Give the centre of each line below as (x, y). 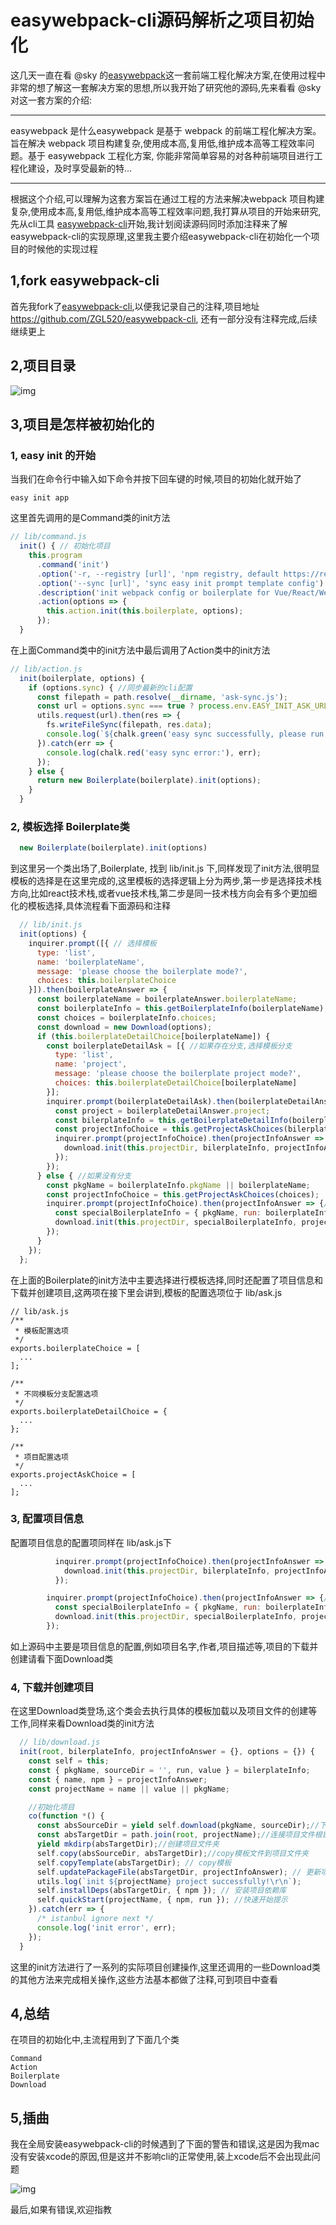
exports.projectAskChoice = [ (73, 1474)
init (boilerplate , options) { (82, 678)
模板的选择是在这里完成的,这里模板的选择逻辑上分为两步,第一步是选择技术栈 (166, 881)
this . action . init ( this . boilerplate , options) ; (145, 611)
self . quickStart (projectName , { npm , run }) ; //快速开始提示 (162, 1900)
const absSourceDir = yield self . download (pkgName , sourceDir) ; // (178, 1826)
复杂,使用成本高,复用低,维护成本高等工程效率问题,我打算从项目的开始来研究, (166, 211)
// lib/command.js (48, 537)
